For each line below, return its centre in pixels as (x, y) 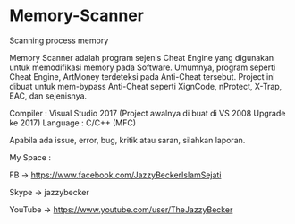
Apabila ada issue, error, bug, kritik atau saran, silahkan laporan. (127, 140)
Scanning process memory (59, 40)
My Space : (30, 157)
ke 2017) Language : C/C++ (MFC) (73, 123)
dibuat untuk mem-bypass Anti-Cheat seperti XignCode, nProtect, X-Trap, (146, 86)
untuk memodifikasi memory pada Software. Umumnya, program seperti (143, 67)
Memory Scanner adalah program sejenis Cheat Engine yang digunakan (142, 57)
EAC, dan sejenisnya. (48, 96)
